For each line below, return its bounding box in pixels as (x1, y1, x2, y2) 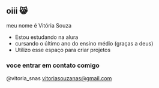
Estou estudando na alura (14, 34, 79, 41)
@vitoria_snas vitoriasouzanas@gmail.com (6, 75, 112, 82)
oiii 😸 (6, 6, 28, 16)
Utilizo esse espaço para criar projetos (14, 46, 111, 53)
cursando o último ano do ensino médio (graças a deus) (14, 40, 154, 47)
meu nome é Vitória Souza (6, 22, 72, 29)
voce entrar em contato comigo (6, 61, 100, 69)
